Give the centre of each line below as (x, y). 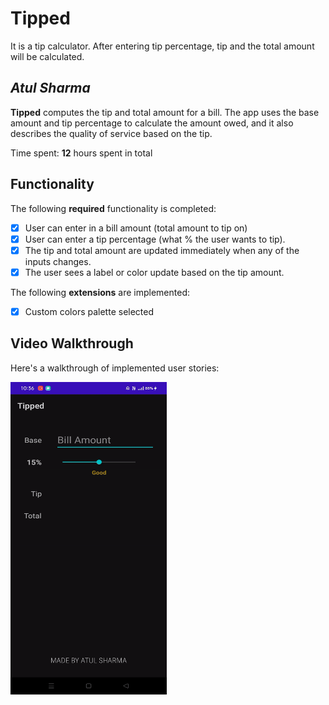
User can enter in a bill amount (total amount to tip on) (136, 228)
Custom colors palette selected (89, 311)
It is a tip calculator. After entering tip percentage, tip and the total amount (162, 46)
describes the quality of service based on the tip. (111, 133)
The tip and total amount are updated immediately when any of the (162, 250)
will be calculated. (47, 56)
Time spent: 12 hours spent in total (81, 153)
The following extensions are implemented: (100, 292)
